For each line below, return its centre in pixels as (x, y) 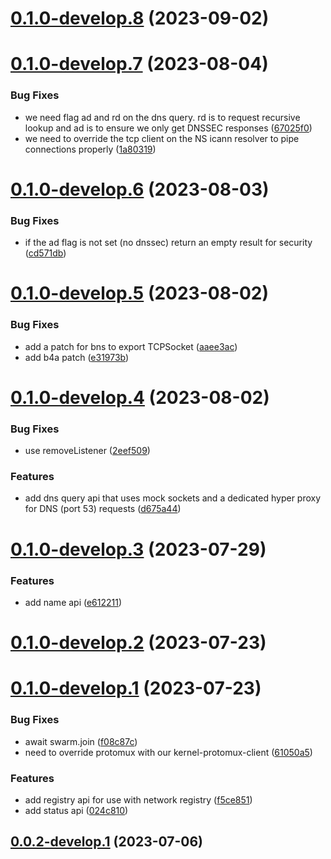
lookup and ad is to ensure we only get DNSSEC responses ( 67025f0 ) (168, 128)
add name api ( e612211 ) (73, 602)
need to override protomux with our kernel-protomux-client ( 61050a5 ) (168, 752)
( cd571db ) (45, 253)
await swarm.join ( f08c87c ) (81, 741)
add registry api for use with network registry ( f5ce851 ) (138, 799)
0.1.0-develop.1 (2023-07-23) (136, 688)
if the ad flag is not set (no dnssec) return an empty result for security (168, 243)
